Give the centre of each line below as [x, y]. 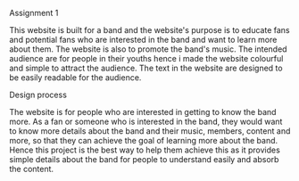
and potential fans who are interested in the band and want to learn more [143, 40]
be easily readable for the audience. [75, 78]
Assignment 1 [34, 13]
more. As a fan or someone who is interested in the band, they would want [146, 121]
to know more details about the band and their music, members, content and [150, 131]
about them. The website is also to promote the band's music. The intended [148, 49]
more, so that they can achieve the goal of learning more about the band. [144, 140]
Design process [38, 95]
